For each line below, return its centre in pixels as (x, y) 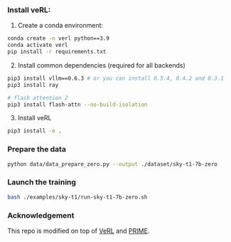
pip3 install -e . (34, 131)
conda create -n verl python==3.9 (59, 38)
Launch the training (42, 182)
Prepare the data (37, 149)
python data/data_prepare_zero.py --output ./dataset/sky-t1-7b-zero (113, 164)
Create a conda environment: (60, 26)
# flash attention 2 (38, 98)
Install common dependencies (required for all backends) (102, 65)
